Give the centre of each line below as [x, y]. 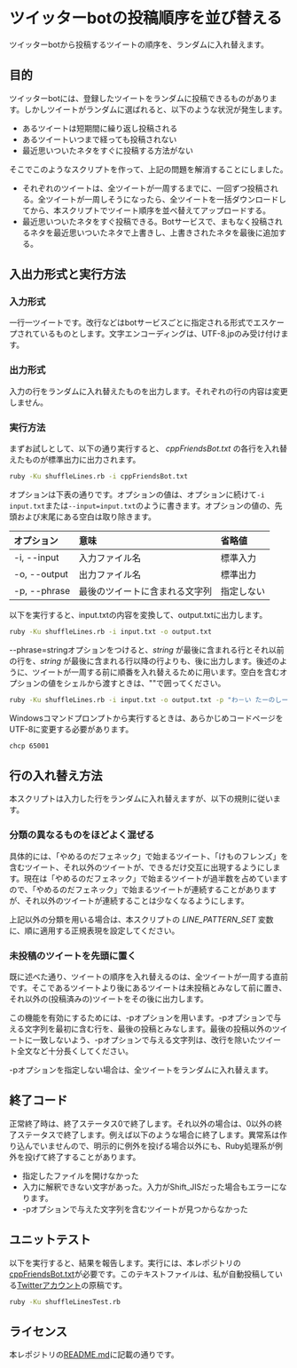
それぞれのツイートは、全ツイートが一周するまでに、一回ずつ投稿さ [146, 188]
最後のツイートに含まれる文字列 [145, 591]
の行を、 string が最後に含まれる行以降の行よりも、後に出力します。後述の [145, 660]
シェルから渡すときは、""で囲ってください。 [145, 683]
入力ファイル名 [110, 557]
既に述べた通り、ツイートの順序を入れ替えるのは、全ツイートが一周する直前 [149, 977]
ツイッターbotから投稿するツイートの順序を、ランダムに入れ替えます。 [139, 44]
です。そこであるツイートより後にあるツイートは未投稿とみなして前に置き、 [148, 987]
